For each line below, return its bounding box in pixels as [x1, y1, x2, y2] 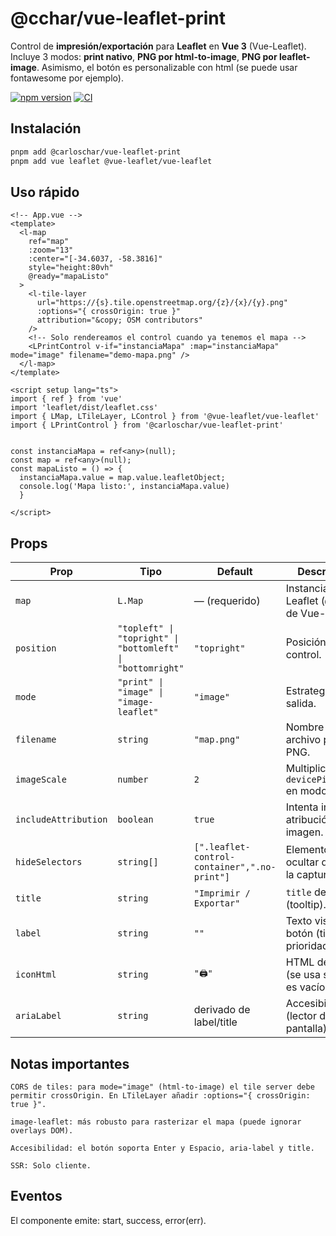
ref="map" [28, 237, 70, 247]
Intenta [285, 800, 319, 814]
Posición [285, 635, 327, 649]
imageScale [15, 774, 67, 786]
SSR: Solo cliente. [10, 1160, 92, 1171]
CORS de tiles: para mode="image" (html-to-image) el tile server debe [10, 1082, 315, 1092]
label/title [193, 1015, 238, 1029]
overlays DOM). [10, 1125, 74, 1136]
